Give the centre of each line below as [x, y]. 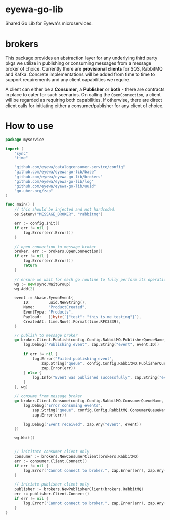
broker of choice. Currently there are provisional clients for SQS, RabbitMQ [84, 68]
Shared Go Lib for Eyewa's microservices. [49, 23]
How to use [29, 126]
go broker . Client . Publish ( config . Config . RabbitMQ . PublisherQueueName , [90, 340]
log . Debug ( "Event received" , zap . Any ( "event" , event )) [82, 424]
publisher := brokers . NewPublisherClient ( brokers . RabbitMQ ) [79, 489]
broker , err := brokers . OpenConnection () [58, 251]
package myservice [25, 140]
